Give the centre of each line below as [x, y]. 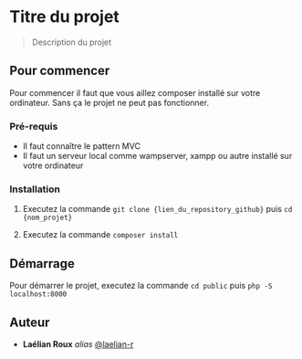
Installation [35, 189]
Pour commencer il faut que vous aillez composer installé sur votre [135, 92]
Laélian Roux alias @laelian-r [78, 343]
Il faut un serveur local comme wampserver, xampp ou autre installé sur [157, 156]
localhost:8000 [38, 294]
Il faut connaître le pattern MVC [82, 146]
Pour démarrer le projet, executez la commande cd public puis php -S [141, 286]
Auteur [30, 322]
